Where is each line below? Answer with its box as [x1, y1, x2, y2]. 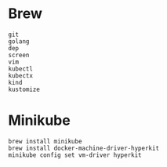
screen [8, 51, 30, 59]
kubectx [8, 71, 34, 79]
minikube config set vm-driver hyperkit [8, 151, 143, 159]
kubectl [8, 64, 34, 73]
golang [8, 37, 30, 45]
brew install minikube [8, 137, 82, 145]
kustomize [8, 85, 41, 93]
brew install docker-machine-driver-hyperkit [8, 144, 159, 152]
